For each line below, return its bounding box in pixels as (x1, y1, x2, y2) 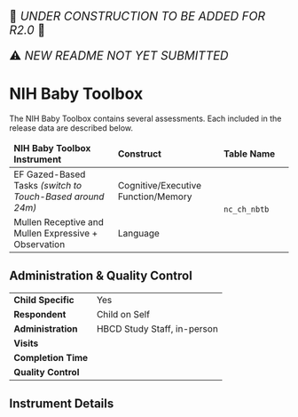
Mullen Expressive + (13, 227, 98, 239)
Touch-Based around (13, 190, 105, 203)
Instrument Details (9, 397, 114, 412)
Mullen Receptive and (13, 215, 105, 228)
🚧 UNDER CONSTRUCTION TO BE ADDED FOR (9, 9, 266, 23)
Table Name (223, 148, 276, 160)
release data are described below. (9, 122, 134, 133)
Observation (13, 237, 66, 250)
